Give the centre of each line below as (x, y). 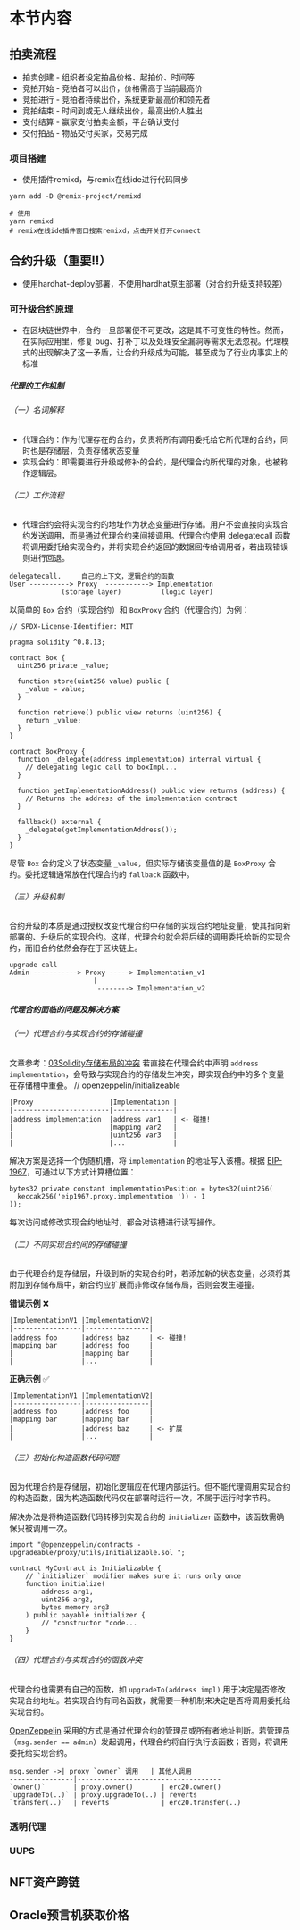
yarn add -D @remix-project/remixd (75, 196)
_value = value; (56, 689)
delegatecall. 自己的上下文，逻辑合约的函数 (92, 577)
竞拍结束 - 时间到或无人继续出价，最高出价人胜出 (112, 111)
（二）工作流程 (37, 495)
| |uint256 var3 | (93, 1135)
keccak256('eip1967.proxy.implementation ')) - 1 (111, 1196)
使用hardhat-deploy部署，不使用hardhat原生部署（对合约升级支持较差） (154, 284)
